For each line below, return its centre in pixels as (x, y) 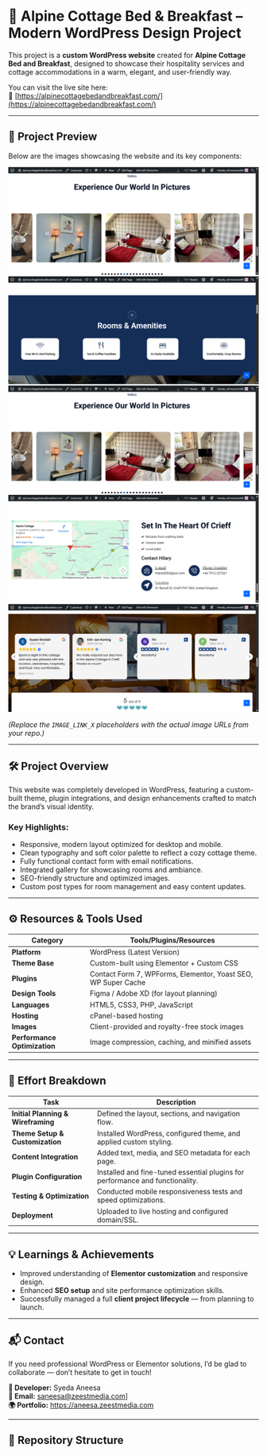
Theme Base (33, 963)
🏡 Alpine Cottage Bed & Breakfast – (126, 16)
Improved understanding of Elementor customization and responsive (134, 1274)
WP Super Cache (118, 983)
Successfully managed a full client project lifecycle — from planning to (137, 1299)
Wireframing (33, 1122)
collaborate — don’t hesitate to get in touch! (80, 1372)
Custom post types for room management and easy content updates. (133, 887)
